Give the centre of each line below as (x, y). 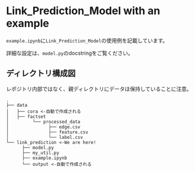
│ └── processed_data (43, 122)
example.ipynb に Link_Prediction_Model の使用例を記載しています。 (87, 40)
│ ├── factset (26, 116)
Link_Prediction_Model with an (83, 11)
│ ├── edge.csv (43, 127)
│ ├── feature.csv (47, 132)
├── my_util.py (40, 153)
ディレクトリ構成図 (41, 74)
